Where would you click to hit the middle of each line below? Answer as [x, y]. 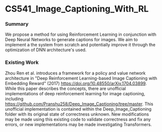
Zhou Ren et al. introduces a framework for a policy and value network [75, 73]
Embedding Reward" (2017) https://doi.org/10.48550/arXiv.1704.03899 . [76, 83]
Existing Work [22, 62]
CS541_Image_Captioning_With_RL [77, 9]
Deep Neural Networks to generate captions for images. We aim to [72, 40]
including [14, 99]
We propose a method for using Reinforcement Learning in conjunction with [81, 34]
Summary [17, 24]
